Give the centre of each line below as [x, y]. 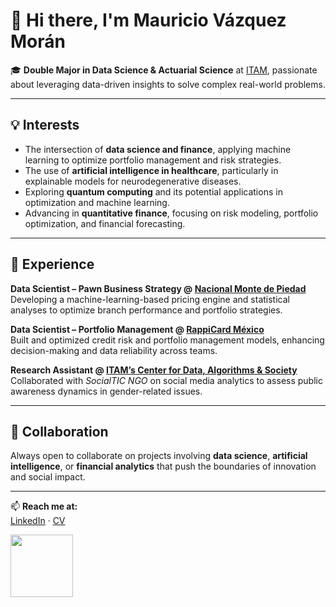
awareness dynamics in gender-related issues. [106, 391]
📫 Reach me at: [44, 506]
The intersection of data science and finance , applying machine [158, 149]
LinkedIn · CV [38, 521]
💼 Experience [52, 264]
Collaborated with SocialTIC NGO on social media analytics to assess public [166, 380]
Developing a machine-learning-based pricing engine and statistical [150, 299]
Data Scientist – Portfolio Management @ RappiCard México [137, 329]
